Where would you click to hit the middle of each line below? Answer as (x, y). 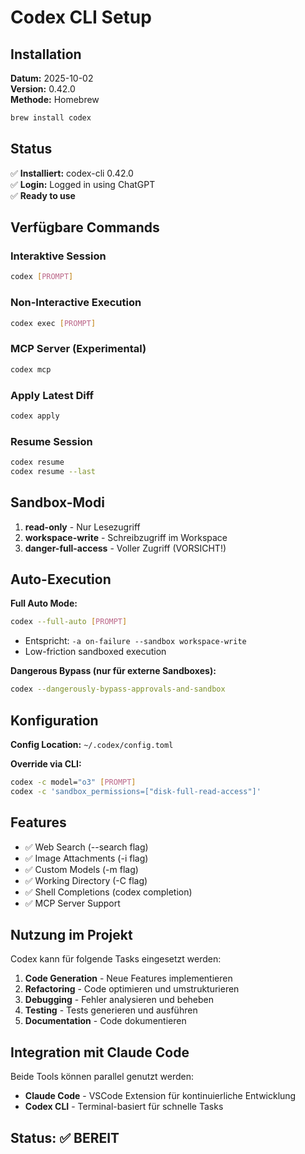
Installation (46, 54)
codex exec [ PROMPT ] (53, 323)
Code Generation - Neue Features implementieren (128, 978)
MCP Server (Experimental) (78, 349)
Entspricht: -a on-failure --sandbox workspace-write (135, 641)
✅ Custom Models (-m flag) (81, 869)
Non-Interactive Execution (76, 303)
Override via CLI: (46, 764)
